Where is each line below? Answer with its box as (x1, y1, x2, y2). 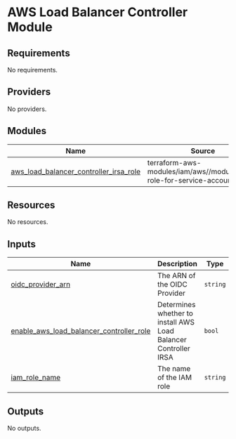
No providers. (7, 105, 47, 113)
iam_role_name (11, 373, 61, 383)
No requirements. (7, 66, 58, 74)
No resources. (7, 218, 48, 226)
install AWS (157, 317, 195, 327)
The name (157, 364, 191, 374)
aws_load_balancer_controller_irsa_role (11, 166, 141, 176)
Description (157, 259, 198, 269)
